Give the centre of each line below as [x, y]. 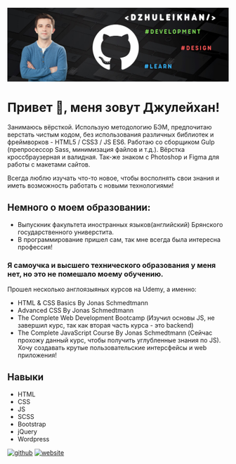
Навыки [26, 377]
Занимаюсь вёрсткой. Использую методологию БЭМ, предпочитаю [110, 127]
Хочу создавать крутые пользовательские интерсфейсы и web [112, 347]
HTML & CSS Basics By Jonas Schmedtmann [83, 302]
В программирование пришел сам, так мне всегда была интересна [119, 239]
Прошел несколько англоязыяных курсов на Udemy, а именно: [102, 289]
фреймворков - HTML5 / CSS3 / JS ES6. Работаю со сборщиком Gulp [111, 142]
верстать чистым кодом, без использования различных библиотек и [111, 134]
